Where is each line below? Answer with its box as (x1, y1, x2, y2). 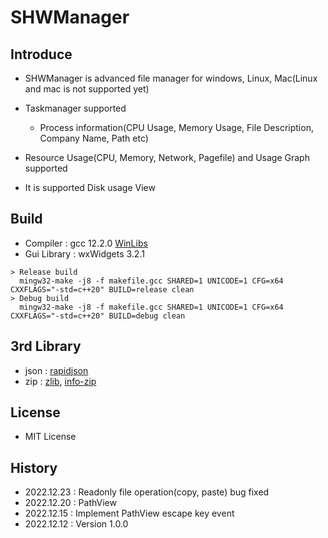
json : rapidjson (24, 364, 89, 376)
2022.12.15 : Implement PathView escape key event (24, 507, 235, 520)
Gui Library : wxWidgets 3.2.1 (24, 247, 145, 260)
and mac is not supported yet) (24, 83, 150, 95)
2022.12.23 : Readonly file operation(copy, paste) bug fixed (24, 486, 270, 498)
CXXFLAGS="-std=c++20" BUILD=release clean (10, 284, 195, 295)
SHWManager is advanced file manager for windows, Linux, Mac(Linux (24, 72, 318, 84)
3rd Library (10, 338, 82, 355)
